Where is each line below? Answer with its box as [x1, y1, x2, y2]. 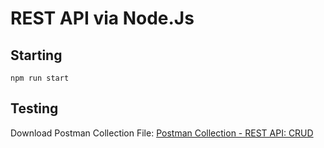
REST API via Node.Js [10, 7, 195, 30]
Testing [10, 100, 59, 117]
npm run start [10, 73, 70, 83]
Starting [10, 47, 63, 64]
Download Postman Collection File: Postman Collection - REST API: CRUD [10, 127, 314, 139]
